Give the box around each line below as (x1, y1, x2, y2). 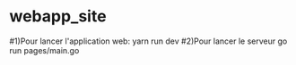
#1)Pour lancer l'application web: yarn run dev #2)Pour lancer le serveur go (9, 36, 288, 46)
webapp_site (9, 6, 107, 27)
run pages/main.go (9, 45, 80, 55)
